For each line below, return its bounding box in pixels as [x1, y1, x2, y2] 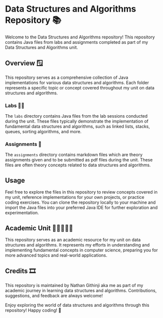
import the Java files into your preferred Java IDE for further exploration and [5, 205, 158, 211]
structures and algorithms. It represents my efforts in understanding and [5, 242, 150, 247]
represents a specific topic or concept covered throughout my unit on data [5, 85, 155, 90]
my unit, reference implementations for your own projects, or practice [5, 194, 145, 200]
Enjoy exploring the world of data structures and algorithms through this [5, 302, 149, 308]
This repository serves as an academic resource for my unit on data [5, 237, 141, 243]
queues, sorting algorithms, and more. [5, 129, 82, 135]
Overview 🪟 [5, 59, 43, 68]
